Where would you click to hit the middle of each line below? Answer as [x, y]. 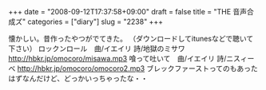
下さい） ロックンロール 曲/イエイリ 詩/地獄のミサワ [97, 49]
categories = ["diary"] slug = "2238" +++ [95, 22]
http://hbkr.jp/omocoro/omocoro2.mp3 [81, 68]
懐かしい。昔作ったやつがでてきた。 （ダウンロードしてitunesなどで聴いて [131, 39]
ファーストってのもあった [216, 68]
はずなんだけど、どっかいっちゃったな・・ [78, 78]
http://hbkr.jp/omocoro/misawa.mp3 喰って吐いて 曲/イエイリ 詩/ [117, 59]
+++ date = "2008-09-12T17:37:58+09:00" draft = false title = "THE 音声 [128, 12]
